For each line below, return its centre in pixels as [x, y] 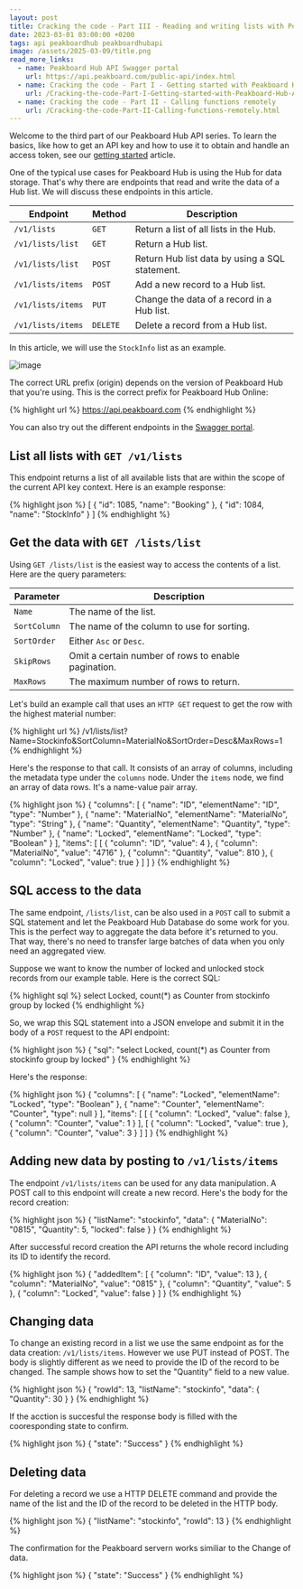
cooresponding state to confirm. [69, 1426]
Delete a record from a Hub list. [201, 325]
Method [109, 214]
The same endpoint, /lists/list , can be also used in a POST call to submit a [150, 912]
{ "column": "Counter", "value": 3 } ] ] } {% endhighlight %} [119, 1133]
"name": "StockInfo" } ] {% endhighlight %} [90, 514]
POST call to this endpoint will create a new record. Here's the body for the [149, 1192]
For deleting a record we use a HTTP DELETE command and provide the [143, 1494]
